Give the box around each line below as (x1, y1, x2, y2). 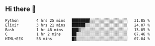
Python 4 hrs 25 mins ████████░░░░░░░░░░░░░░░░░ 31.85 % (5, 18, 150, 23)
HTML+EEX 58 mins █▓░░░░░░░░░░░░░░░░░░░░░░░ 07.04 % (5, 37, 150, 42)
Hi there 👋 (5, 5, 36, 13)
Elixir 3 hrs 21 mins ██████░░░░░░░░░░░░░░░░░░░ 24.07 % (5, 23, 150, 28)
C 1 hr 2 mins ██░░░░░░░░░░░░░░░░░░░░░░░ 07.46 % (5, 32, 150, 37)
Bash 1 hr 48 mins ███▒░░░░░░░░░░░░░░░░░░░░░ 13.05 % (5, 27, 150, 32)
